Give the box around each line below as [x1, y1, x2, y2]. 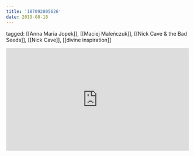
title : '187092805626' [6, 8, 61, 15]
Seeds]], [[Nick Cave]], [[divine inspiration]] [6, 36, 112, 43]
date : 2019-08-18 [6, 14, 49, 20]
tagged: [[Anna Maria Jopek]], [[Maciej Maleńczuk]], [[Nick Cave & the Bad [6, 30, 188, 37]
